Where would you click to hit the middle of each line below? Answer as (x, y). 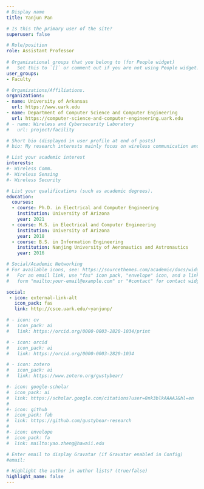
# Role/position (27, 45)
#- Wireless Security (34, 180)
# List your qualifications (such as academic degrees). (80, 191)
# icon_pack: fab (29, 415)
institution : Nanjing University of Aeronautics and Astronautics (103, 248)
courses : (23, 202)
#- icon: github (27, 409)
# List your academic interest (46, 158)
